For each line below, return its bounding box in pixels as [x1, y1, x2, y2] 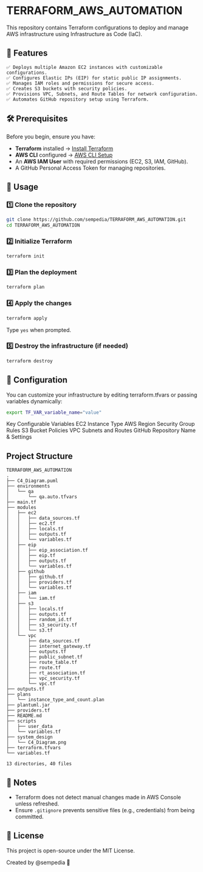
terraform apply [6, 315, 47, 321]
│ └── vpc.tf [6, 681, 56, 687]
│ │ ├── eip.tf [6, 553, 56, 559]
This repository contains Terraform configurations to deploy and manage [6, 24, 189, 31]
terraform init [6, 253, 45, 259]
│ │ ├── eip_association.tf [6, 547, 88, 553]
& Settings [6, 433, 32, 441]
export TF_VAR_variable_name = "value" [6, 409, 102, 416]
